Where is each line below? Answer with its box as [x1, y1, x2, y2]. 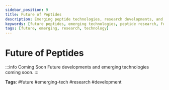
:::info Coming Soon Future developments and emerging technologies [5, 64, 149, 70]
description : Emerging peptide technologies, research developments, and [5, 16, 163, 21]
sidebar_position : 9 [5, 7, 49, 12]
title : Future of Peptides [5, 12, 62, 17]
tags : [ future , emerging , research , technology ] [5, 26, 109, 31]
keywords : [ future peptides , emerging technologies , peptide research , [5, 21, 158, 26]
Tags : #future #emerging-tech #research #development [5, 79, 122, 85]
